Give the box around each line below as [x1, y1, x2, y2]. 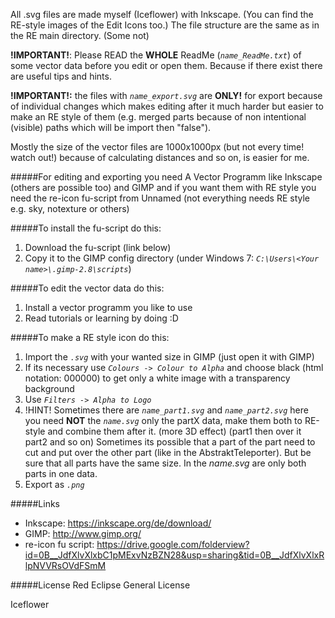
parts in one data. [24, 468, 98, 479]
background [24, 383, 75, 394]
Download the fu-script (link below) [24, 242, 172, 253]
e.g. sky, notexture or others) [10, 203, 130, 214]
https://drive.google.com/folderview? [96, 539, 250, 550]
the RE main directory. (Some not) [10, 30, 150, 41]
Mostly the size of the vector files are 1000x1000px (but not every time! [10, 141, 305, 153]
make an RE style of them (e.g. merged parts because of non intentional [10, 111, 307, 123]
